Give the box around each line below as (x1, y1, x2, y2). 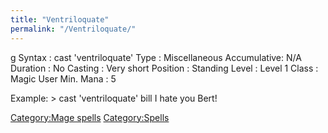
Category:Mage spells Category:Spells (10, 111, 170, 123)
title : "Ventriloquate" (10, 14, 110, 25)
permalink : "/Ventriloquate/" (10, 24, 137, 34)
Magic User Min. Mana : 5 (10, 72, 117, 85)
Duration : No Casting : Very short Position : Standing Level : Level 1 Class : (10, 62, 319, 74)
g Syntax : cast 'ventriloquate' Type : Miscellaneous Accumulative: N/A (10, 51, 302, 63)
